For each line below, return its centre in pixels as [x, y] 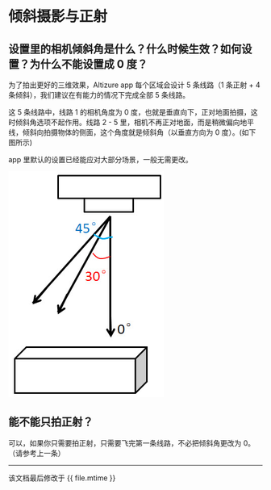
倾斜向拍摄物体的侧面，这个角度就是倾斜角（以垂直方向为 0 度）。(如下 [139, 132]
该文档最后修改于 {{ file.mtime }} [62, 478]
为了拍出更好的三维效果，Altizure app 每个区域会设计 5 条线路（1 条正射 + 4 [134, 85]
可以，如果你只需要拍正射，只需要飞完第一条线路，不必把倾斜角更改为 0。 [132, 443]
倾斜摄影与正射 [58, 17]
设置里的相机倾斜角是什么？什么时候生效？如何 [125, 49]
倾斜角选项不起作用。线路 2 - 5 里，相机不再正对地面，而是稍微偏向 [127, 122]
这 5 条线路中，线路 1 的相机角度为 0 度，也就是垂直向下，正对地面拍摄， [130, 112]
